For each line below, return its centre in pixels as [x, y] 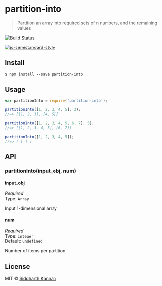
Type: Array [17, 199]
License [18, 266]
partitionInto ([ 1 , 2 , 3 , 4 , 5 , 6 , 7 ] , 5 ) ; [50, 123]
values [24, 28]
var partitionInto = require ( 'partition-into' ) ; [56, 101]
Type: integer [19, 236]
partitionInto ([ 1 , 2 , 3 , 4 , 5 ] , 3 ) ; [43, 110]
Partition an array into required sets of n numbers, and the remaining [87, 23]
